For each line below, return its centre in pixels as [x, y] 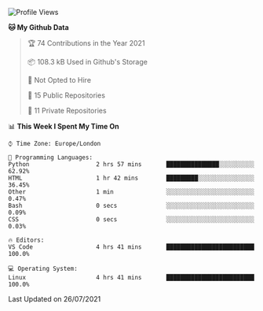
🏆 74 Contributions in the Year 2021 [86, 43]
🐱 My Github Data [38, 27]
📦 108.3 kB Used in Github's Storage [87, 62]
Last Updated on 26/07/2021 [55, 299]
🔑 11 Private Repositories [67, 111]
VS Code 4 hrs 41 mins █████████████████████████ [131, 247]
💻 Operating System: [43, 268]
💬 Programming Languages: [50, 157]
